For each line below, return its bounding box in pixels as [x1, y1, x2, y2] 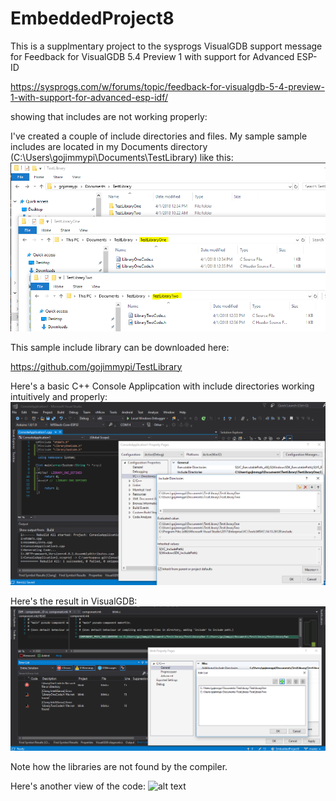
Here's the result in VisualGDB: [10, 595, 138, 607]
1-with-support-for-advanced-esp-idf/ [10, 91, 169, 103]
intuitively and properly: [10, 390, 108, 402]
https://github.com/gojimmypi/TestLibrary [10, 360, 183, 372]
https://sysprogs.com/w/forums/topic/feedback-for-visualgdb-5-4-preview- [10, 80, 325, 92]
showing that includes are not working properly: [10, 110, 208, 122]
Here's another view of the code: [10, 780, 147, 792]
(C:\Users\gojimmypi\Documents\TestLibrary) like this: [10, 151, 234, 163]
